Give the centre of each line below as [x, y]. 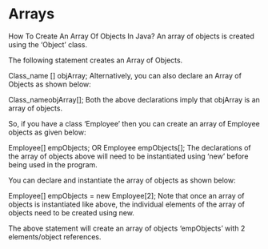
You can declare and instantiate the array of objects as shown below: [122, 180]
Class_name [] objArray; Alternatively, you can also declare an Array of [125, 75]
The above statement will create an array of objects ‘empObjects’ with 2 [127, 228]
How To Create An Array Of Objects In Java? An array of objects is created [131, 36]
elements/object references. [55, 236]
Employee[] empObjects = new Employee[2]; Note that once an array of [127, 195]
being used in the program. [53, 164]
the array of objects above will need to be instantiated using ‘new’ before [128, 156]
